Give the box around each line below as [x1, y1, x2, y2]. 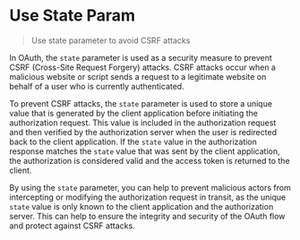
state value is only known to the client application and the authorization [9, 201, 274, 211]
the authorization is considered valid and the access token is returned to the [9, 155, 290, 166]
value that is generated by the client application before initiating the [9, 107, 258, 118]
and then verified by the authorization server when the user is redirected [9, 126, 278, 137]
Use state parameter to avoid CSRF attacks [30, 35, 191, 46]
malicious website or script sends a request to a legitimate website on [9, 71, 267, 81]
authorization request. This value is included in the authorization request [9, 117, 277, 128]
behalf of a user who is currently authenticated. [9, 81, 185, 91]
